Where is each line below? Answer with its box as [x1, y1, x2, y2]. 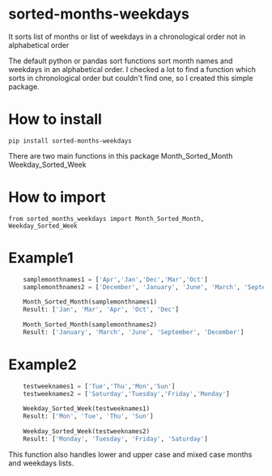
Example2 [8, 355, 77, 373]
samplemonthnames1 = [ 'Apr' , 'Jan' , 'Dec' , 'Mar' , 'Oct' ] [23, 275, 208, 283]
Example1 [8, 249, 74, 267]
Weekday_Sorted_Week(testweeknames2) [23, 427, 151, 436]
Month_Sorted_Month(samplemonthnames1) [23, 298, 158, 306]
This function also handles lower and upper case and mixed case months [8, 449, 253, 459]
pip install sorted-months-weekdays [8, 137, 132, 145]
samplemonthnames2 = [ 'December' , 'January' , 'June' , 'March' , [23, 283, 241, 291]
